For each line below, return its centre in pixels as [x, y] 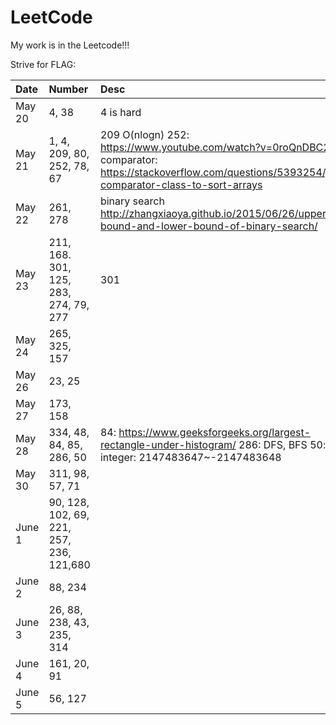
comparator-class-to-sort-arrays [181, 184]
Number [68, 89]
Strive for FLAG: [43, 64]
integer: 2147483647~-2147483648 [190, 457]
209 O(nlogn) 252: [144, 134]
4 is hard [120, 112]
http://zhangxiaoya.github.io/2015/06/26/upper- [216, 213]
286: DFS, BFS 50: [282, 444]
